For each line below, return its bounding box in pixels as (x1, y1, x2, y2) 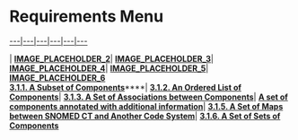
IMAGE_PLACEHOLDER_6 (9, 72, 106, 83)
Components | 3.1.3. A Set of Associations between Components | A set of (9, 92, 289, 102)
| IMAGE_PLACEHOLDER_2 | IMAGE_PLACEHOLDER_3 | (9, 53, 214, 64)
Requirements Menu (9, 6, 164, 27)
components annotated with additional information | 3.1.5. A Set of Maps (9, 101, 284, 111)
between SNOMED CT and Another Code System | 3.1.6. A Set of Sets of (9, 110, 281, 121)
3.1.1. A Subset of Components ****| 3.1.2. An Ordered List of (9, 82, 242, 92)
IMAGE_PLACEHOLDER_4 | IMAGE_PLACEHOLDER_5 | (9, 63, 209, 74)
